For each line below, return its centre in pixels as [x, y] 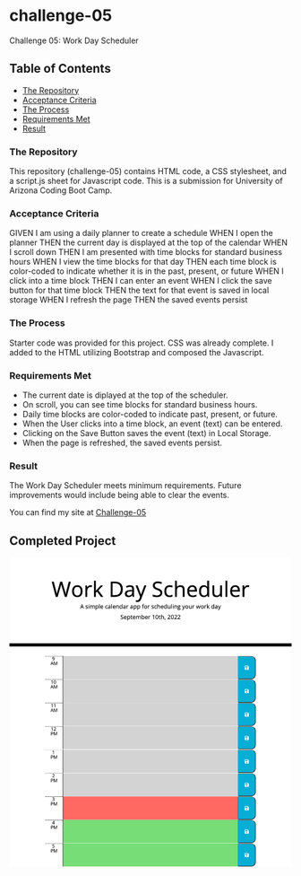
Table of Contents [60, 69]
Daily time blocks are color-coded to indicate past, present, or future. [150, 414]
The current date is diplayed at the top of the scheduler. [125, 395]
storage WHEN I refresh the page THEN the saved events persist [129, 300]
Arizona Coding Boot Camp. [61, 190]
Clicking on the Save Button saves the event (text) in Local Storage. [146, 433]
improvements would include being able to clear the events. [120, 495]
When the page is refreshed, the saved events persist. [122, 442]
